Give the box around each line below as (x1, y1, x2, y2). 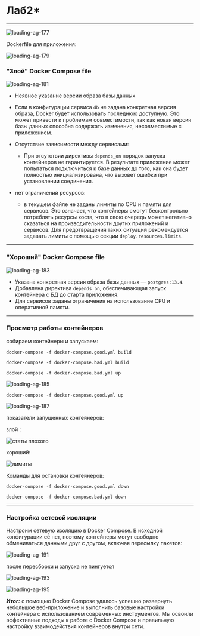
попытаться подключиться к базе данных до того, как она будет (23, 165, 188, 172)
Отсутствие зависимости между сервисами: (14, 141, 129, 148)
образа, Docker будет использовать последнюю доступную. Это (14, 110, 180, 117)
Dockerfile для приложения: (6, 40, 77, 48)
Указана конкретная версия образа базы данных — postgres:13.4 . (14, 278, 184, 285)
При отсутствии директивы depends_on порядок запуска (23, 152, 165, 159)
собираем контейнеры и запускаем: (6, 337, 99, 345)
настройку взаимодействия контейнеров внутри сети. (6, 623, 145, 630)
